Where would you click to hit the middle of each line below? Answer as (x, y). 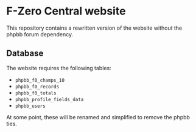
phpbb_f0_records (37, 87)
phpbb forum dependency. (40, 34)
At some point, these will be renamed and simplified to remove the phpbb (98, 117)
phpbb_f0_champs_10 (40, 80)
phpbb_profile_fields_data (49, 99)
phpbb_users (30, 106)
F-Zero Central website (66, 11)
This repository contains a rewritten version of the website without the (94, 28)
